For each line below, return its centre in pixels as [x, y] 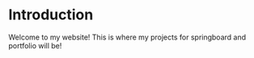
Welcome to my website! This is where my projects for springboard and [127, 37]
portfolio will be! [35, 45]
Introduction [51, 15]
